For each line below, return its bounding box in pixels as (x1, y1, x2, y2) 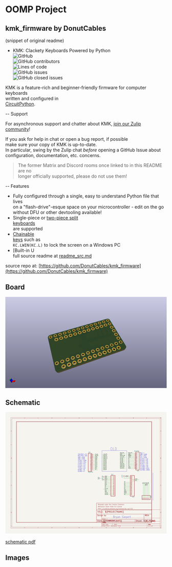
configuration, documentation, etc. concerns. (5, 152, 101, 158)
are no (17, 168, 32, 173)
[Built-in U (12, 247, 35, 253)
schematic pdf (5, 538, 36, 544)
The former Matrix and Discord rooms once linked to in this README (17, 162, 162, 168)
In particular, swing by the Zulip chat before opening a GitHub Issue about (5, 147, 161, 153)
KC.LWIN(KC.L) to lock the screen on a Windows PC (12, 242, 121, 248)
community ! (5, 126, 31, 132)
